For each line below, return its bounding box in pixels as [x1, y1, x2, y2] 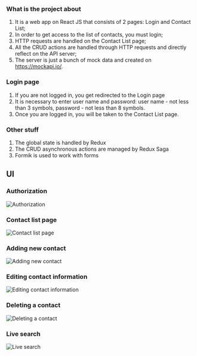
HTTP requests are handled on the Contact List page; [14, 38, 146, 45]
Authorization [6, 187, 48, 196]
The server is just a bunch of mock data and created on [14, 56, 152, 64]
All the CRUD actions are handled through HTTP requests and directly [14, 44, 187, 51]
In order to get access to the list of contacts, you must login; [14, 31, 163, 38]
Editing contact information [6, 273, 88, 281]
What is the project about [6, 5, 82, 13]
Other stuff [6, 125, 39, 133]
